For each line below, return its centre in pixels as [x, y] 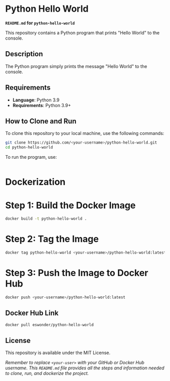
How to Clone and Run [41, 121]
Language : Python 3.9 [36, 100]
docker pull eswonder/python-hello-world [50, 325]
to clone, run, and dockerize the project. [47, 373]
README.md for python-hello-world [40, 23]
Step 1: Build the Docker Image [71, 205]
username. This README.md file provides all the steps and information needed [85, 368]
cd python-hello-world [29, 148]
